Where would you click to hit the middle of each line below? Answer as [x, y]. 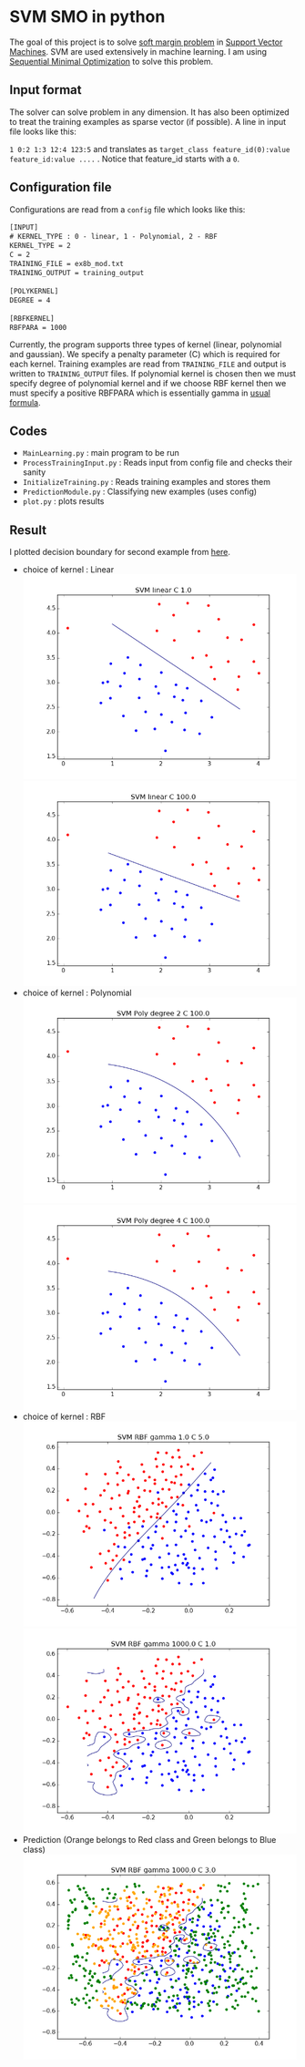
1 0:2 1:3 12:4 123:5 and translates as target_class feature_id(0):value [150, 149]
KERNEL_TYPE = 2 [40, 245]
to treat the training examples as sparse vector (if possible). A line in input [148, 121]
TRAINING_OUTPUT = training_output [77, 273]
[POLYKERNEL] [34, 291]
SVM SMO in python [87, 17]
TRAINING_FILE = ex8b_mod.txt [67, 263]
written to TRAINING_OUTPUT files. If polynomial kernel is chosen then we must [152, 373]
